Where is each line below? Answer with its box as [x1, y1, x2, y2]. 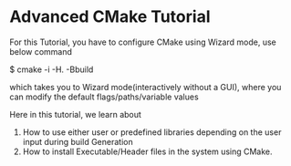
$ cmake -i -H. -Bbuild [9, 64, 94, 75]
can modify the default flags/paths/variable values [9, 91, 199, 102]
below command [9, 46, 73, 57]
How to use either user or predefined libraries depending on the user [22, 126, 282, 138]
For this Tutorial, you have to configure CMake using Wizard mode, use [9, 36, 276, 47]
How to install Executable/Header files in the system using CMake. [22, 146, 273, 157]
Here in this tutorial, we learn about [9, 109, 141, 119]
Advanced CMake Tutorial [9, 6, 211, 27]
